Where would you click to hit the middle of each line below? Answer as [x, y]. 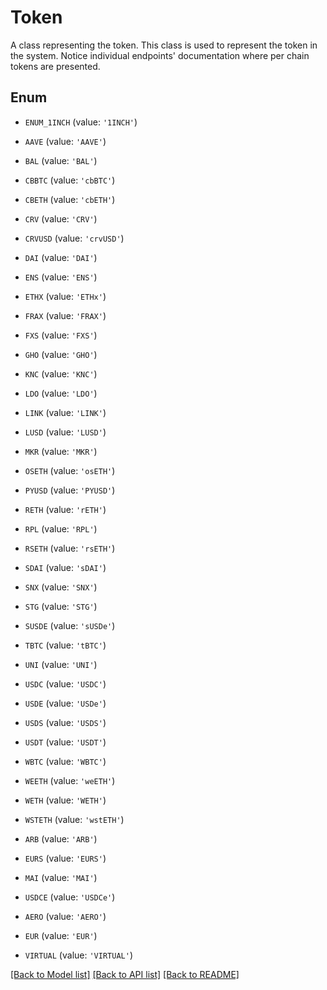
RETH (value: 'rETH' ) [65, 509]
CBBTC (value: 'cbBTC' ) [70, 180]
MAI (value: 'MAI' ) [61, 877]
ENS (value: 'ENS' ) [61, 277]
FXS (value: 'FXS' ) [61, 335]
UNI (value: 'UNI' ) [61, 664]
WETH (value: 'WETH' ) [65, 800]
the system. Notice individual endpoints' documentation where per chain [160, 55]
